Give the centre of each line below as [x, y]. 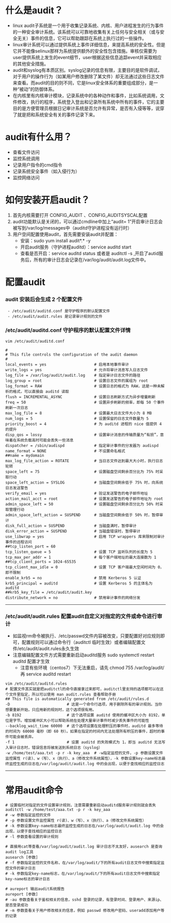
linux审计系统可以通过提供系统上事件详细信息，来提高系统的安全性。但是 [89, 44]
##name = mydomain [25, 455]
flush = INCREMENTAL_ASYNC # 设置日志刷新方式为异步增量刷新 [80, 397]
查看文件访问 [26, 152]
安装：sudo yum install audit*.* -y [55, 240]
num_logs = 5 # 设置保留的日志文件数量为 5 [77, 418]
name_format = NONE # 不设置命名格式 [65, 451]
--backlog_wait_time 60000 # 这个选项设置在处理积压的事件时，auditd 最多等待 [84, 726]
